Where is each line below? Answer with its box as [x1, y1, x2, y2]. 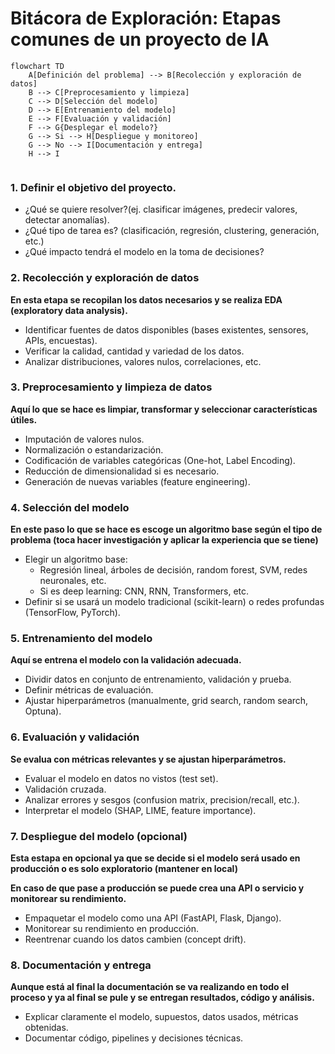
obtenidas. [24, 1022, 69, 1034]
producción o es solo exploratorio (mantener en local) [10, 863, 238, 875]
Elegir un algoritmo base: [24, 553, 128, 566]
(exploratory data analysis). [10, 304, 128, 316]
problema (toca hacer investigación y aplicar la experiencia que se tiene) [10, 534, 319, 546]
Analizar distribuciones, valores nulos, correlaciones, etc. [24, 355, 262, 367]
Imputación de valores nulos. [24, 433, 145, 445]
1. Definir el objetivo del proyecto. [10, 180, 177, 194]
